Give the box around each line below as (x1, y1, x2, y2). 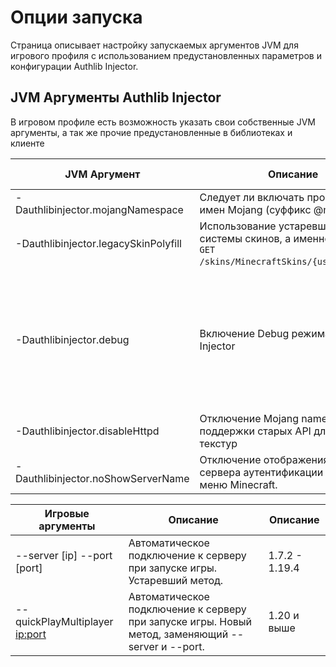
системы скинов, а (199, 231, 292, 245)
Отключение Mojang (199, 411, 299, 425)
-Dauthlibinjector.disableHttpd (15, 424, 160, 438)
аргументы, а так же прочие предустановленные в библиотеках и (10, 126, 293, 138)
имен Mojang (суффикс (199, 202, 312, 216)
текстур (199, 436, 238, 450)
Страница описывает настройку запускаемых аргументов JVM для (10, 39, 299, 51)
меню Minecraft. (199, 477, 278, 491)
